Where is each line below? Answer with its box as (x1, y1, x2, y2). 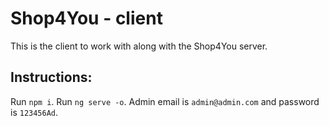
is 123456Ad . (10, 106, 59, 118)
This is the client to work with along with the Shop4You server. (10, 40, 268, 52)
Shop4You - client (10, 7, 163, 30)
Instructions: (10, 69, 93, 86)
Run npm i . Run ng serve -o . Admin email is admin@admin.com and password (10, 95, 320, 107)
